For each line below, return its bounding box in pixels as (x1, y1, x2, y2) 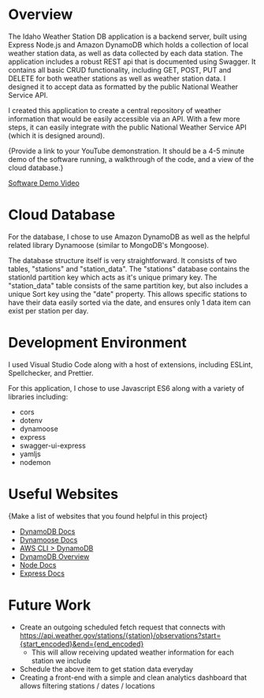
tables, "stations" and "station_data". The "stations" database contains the (8, 264, 250, 273)
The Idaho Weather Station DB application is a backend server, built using (8, 32, 247, 41)
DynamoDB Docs (19, 527, 76, 536)
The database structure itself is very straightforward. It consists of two (8, 255, 237, 265)
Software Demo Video (8, 178, 80, 187)
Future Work (8, 596, 91, 614)
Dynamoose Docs (19, 535, 78, 544)
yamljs (19, 448, 41, 459)
